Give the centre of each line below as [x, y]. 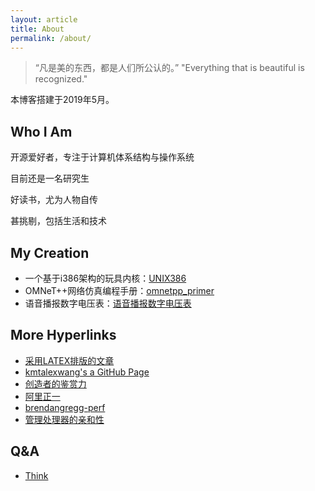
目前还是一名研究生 [50, 178]
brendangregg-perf [65, 407]
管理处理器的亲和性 [64, 419]
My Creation [50, 252]
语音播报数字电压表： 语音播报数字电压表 [108, 303]
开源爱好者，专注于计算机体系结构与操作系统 [102, 157]
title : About [37, 29]
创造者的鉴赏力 [55, 383]
